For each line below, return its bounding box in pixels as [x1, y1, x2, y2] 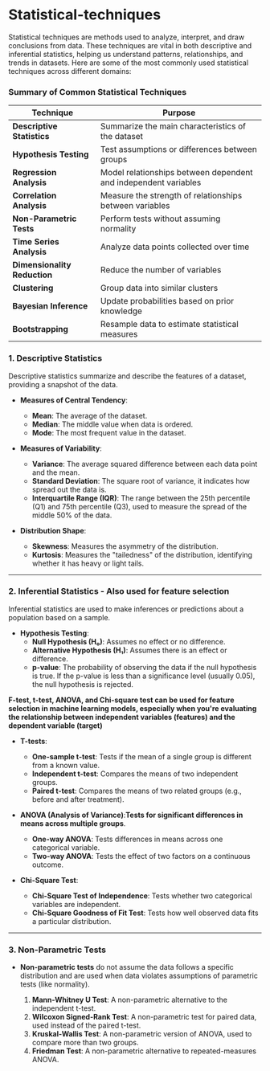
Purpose [162, 107, 196, 118]
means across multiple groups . [19, 818, 126, 828]
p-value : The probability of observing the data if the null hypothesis [31, 662, 257, 672]
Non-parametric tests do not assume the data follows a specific [19, 963, 235, 972]
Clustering [12, 283, 54, 294]
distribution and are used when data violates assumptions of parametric [19, 971, 259, 981]
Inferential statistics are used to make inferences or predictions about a [8, 604, 244, 614]
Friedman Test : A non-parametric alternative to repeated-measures [31, 1046, 257, 1056]
